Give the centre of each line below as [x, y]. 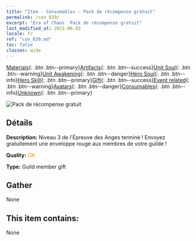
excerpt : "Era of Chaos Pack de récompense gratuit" [74, 23]
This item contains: [42, 218]
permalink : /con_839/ [33, 17]
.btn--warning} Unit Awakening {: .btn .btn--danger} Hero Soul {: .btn [88, 73]
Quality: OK [21, 155]
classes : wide [24, 51]
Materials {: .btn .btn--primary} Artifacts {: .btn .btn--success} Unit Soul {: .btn [99, 67]
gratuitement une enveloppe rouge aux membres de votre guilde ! [87, 143]
